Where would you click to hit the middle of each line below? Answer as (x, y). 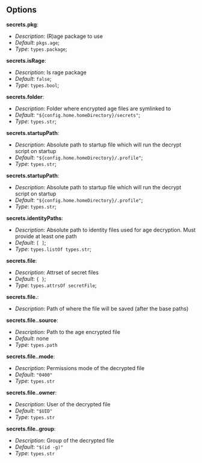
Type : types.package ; (41, 49)
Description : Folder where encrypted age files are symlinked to (93, 109)
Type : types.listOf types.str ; (53, 249)
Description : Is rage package (51, 72)
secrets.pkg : (23, 24)
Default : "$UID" (34, 411)
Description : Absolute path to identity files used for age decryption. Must (105, 230)
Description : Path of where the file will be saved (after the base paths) (102, 308)
